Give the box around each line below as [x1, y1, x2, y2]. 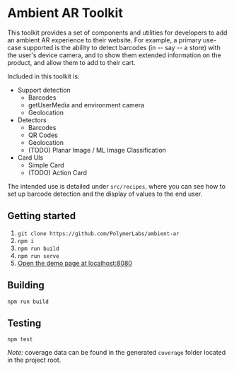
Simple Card [28, 160, 64, 169]
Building [7, 279, 45, 291]
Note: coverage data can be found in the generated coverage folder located [7, 348, 226, 357]
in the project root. [7, 355, 62, 365]
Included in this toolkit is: [7, 72, 80, 81]
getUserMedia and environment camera [28, 100, 145, 109]
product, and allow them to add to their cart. [7, 58, 136, 66]
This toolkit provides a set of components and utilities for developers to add [7, 28, 228, 37]
